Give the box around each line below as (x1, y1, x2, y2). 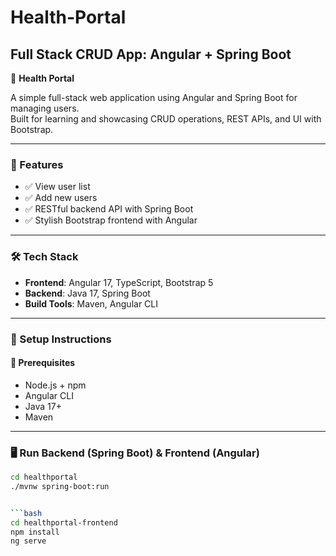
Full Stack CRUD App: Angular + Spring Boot (10, 46, 292, 63)
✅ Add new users (24, 192, 98, 204)
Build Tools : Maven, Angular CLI (24, 297, 158, 310)
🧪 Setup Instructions (10, 332, 112, 346)
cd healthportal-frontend (10, 517, 118, 528)
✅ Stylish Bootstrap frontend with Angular (24, 214, 198, 226)
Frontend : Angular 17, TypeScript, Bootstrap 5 (24, 276, 214, 288)
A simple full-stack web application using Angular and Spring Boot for (10, 92, 298, 103)
